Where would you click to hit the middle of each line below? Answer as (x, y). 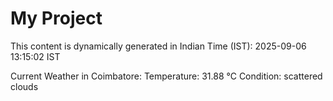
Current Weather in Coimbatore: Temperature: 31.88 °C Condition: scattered (166, 76)
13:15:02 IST (35, 56)
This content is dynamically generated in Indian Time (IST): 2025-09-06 (158, 46)
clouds (24, 86)
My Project (56, 18)
